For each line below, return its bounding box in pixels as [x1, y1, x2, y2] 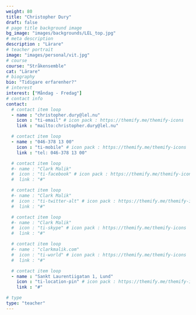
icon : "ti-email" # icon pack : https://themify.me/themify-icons [16, 118, 184, 124]
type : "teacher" [6, 300, 45, 306]
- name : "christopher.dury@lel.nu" [11, 112, 100, 118]
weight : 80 [6, 8, 33, 15]
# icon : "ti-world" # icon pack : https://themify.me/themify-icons [11, 252, 187, 258]
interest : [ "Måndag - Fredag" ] [6, 90, 82, 96]
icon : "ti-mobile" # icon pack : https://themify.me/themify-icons [16, 144, 187, 150]
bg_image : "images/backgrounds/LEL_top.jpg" [6, 30, 116, 36]
